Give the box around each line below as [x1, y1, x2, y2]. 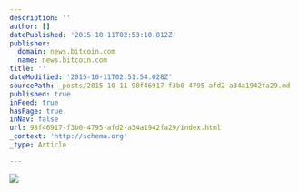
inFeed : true [9, 97, 59, 107]
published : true [9, 89, 71, 98]
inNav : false [9, 115, 59, 124]
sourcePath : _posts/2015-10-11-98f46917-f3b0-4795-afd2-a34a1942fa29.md [9, 81, 291, 90]
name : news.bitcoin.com [17, 56, 107, 65]
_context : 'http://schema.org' [9, 132, 128, 141]
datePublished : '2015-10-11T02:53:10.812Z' [9, 30, 177, 39]
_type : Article [9, 140, 67, 149]
